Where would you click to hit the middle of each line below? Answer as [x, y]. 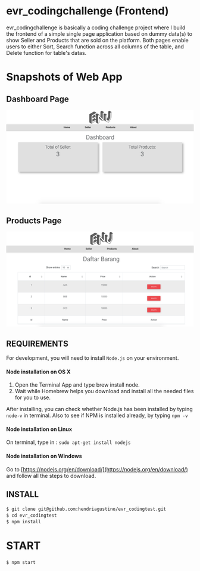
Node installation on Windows [44, 456]
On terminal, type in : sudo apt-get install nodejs [68, 442]
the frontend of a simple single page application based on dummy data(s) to [99, 33]
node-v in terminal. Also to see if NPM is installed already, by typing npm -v [97, 415]
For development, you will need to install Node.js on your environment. [93, 358]
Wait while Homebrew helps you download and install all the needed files [104, 391]
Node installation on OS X [38, 372]
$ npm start [21, 563]
